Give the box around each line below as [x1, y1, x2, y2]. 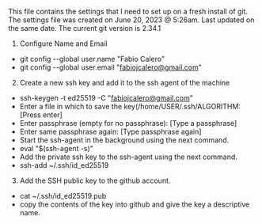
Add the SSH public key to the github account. [19, 176, 171, 185]
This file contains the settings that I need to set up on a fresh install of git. [8, 7, 248, 16]
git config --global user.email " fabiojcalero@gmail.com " [19, 63, 202, 72]
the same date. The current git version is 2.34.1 [8, 24, 161, 32]
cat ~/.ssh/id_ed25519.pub [19, 192, 107, 200]
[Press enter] [19, 110, 63, 120]
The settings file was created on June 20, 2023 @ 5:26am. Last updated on [8, 15, 255, 25]
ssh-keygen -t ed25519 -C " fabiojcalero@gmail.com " [19, 93, 194, 102]
